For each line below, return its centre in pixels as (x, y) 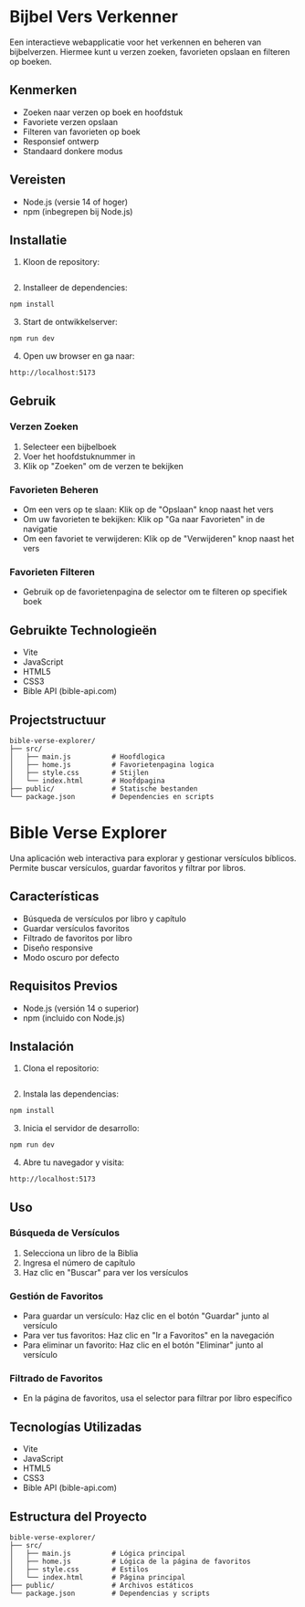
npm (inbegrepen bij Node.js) (78, 211)
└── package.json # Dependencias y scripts (110, 1594)
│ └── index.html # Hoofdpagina (88, 781)
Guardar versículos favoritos (76, 928)
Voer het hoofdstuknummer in (79, 456)
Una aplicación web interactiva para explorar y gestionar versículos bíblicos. (153, 858)
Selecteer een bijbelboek (69, 446)
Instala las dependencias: (70, 1094)
